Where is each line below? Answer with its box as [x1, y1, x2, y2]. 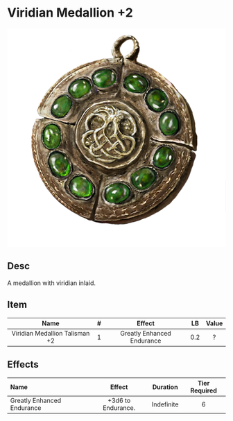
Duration [152, 383, 178, 391]
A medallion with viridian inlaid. [7, 279, 96, 287]
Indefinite [151, 400, 179, 409]
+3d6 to [107, 397, 131, 405]
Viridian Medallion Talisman [11, 329, 90, 338]
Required [190, 386, 217, 395]
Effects [7, 359, 40, 370]
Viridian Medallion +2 [7, 5, 133, 21]
